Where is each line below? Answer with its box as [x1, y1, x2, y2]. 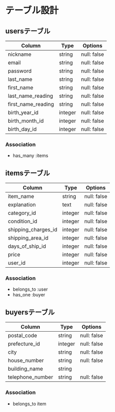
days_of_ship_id [8, 243, 46, 250]
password [8, 68, 32, 74]
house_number [8, 357, 44, 364]
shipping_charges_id [8, 226, 58, 233]
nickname [8, 51, 32, 58]
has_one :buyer [12, 292, 45, 298]
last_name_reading [8, 93, 54, 99]
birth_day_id [8, 126, 37, 133]
